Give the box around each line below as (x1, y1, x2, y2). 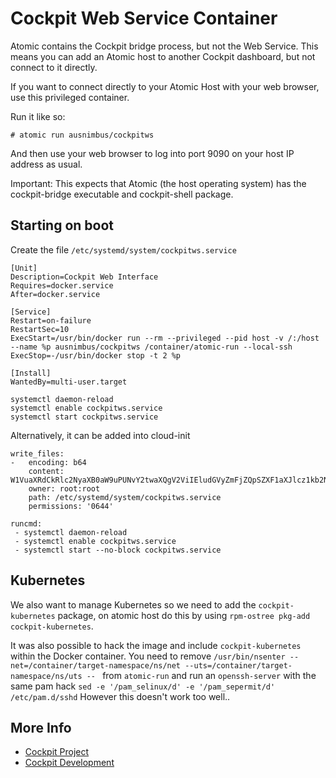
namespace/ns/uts (10, 671, 83, 681)
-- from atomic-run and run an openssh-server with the (86, 669, 317, 681)
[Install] (10, 368, 52, 378)
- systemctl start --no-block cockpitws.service (14, 545, 222, 555)
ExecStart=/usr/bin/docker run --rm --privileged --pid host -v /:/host (10, 333, 320, 343)
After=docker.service (10, 289, 101, 299)
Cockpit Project (24, 746, 90, 758)
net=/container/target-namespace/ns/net (10, 660, 182, 671)
